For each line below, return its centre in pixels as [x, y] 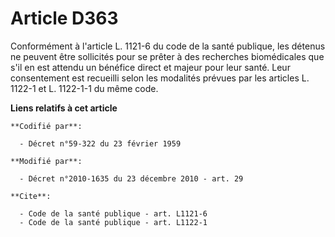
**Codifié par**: [46, 126]
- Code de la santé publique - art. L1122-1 [113, 222]
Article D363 [64, 18]
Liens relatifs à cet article [64, 108]
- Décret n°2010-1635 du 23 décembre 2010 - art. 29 [131, 178]
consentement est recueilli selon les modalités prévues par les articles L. [160, 78]
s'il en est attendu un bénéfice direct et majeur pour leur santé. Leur [150, 67]
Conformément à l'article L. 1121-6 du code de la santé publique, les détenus [168, 46]
